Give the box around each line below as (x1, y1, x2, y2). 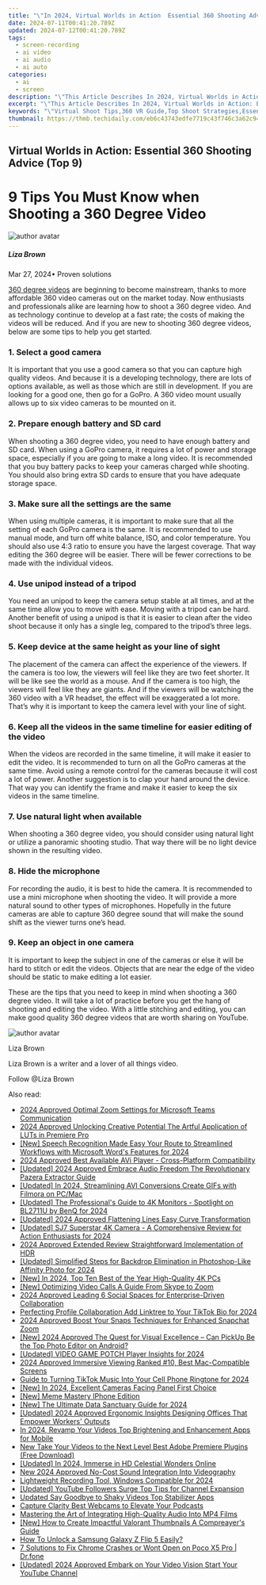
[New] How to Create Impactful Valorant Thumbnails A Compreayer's (19, 1518, 245, 1527)
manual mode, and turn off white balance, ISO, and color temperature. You (8, 533, 251, 543)
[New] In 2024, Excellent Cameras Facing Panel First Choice (19, 1383, 217, 1392)
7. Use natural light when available (8, 810, 142, 821)
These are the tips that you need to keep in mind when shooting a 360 (8, 987, 237, 997)
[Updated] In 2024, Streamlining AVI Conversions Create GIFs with (19, 1181, 237, 1190)
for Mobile (19, 1433, 54, 1443)
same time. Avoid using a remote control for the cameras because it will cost (8, 766, 258, 775)
